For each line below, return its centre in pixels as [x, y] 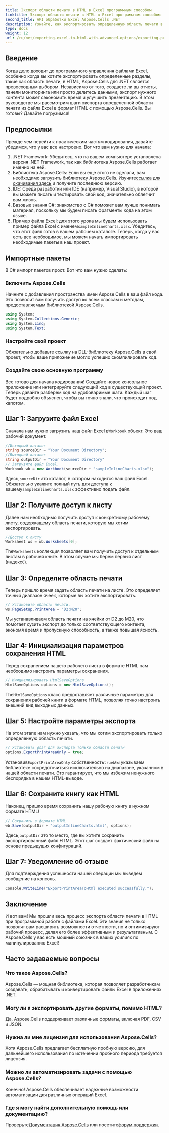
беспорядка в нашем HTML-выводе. [45, 778]
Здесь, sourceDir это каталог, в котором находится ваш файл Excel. [77, 478]
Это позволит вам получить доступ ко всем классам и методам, [75, 299]
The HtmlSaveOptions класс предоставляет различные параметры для [79, 695]
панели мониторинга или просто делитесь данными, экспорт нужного [81, 92]
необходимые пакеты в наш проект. [51, 242]
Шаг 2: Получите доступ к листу [59, 505]
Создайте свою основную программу [54, 370]
